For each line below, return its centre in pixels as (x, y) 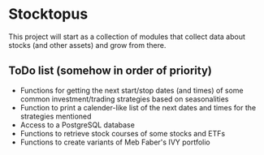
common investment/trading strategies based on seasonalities (124, 99)
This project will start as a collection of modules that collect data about (127, 37)
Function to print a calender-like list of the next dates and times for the (138, 107)
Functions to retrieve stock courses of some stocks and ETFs (123, 133)
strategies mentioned (56, 116)
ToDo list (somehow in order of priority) (110, 71)
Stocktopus (48, 14)
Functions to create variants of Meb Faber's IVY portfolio (115, 142)
